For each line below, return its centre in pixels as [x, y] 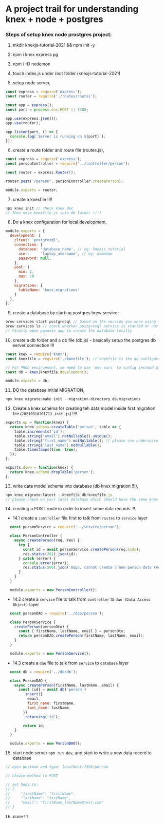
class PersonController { [36, 536]
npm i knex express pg [35, 55]
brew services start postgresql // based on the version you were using [81, 322]
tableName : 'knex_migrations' [49, 290]
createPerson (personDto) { [42, 627]
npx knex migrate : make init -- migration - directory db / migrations [73, 399]
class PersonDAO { [29, 681]
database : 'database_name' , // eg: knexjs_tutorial [72, 249]
